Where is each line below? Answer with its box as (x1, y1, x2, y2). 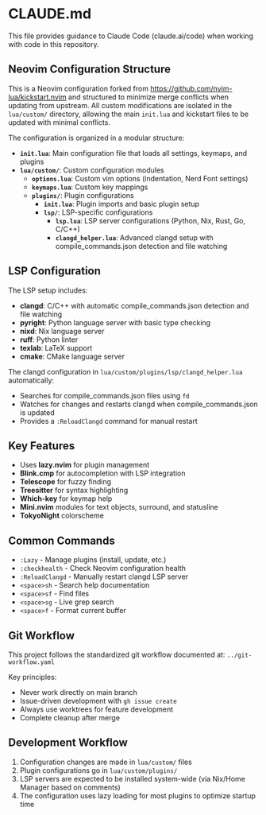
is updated (19, 407, 55, 417)
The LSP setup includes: (8, 285, 88, 295)
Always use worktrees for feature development (19, 704, 174, 714)
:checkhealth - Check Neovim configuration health (19, 564, 187, 573)
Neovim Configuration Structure (8, 63, 171, 76)
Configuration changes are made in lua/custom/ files (19, 757, 192, 766)
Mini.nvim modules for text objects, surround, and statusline (19, 503, 218, 512)
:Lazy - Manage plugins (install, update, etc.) (19, 555, 167, 565)
